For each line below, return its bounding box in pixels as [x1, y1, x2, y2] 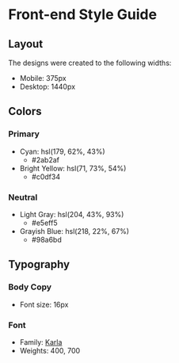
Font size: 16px [19, 300, 69, 309]
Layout [8, 37, 44, 51]
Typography [8, 258, 70, 271]
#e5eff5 [31, 218, 58, 227]
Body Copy [8, 281, 52, 292]
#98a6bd [31, 235, 62, 244]
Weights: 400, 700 [19, 346, 81, 355]
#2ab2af [31, 155, 60, 164]
